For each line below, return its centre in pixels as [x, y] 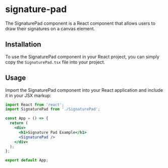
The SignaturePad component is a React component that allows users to [80, 23]
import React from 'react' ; [35, 104]
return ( [19, 123]
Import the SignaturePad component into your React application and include [84, 90]
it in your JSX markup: [28, 95]
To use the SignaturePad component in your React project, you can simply [82, 57]
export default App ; [27, 160]
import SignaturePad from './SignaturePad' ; [53, 109]
